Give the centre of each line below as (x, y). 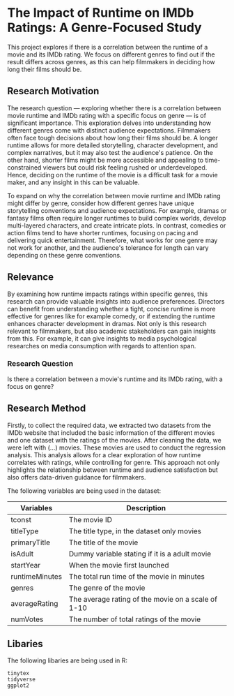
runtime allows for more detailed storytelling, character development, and (112, 145)
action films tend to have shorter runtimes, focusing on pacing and (103, 232)
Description (146, 508)
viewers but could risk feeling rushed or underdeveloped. (125, 167)
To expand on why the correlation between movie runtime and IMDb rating (114, 195)
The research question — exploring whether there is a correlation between (114, 108)
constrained (24, 167)
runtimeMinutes (37, 576)
